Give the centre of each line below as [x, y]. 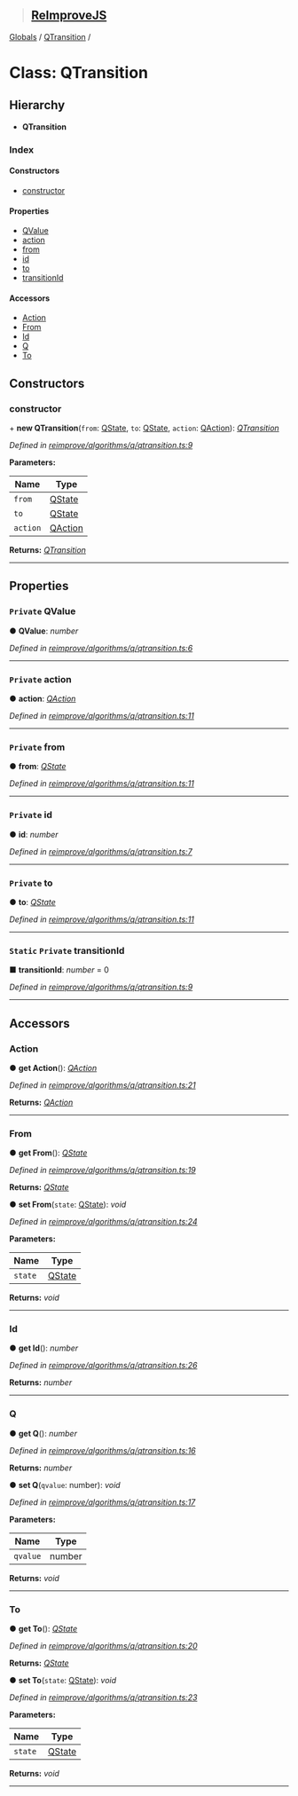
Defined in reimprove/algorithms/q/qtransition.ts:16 [103, 1450]
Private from [37, 747]
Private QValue [43, 611]
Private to [31, 883]
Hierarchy [37, 105]
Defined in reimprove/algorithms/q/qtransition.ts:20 [103, 1646]
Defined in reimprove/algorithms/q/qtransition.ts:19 [103, 1170]
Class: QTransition [79, 73]
